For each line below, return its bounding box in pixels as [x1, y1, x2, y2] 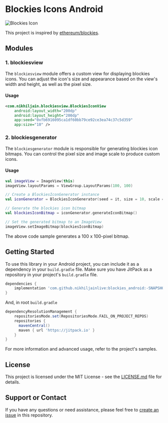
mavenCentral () [18, 323, 50, 328]
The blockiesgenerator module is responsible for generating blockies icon [5, 145, 158, 151]
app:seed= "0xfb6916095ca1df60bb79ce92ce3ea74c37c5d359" [14, 117, 133, 123]
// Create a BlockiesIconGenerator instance [5, 192, 99, 197]
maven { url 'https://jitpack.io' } [18, 328, 95, 333]
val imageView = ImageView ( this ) [5, 178, 75, 183]
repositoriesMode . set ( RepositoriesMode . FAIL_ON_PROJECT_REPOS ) [14, 314, 149, 319]
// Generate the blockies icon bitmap [5, 206, 86, 211]
